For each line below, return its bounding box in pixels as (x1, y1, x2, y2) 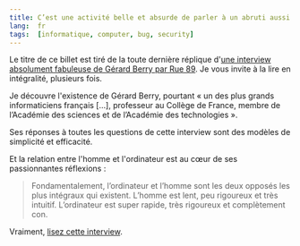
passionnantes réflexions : (9, 163, 107, 174)
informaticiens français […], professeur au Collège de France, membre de (9, 100, 281, 111)
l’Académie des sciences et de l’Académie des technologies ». (9, 109, 238, 121)
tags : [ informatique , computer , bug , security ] (9, 30, 194, 38)
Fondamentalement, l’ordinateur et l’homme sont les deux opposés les (30, 181, 291, 191)
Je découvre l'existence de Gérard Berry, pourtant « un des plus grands (9, 90, 275, 101)
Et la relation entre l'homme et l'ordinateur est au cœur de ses (9, 154, 238, 165)
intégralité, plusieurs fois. (9, 73, 103, 84)
